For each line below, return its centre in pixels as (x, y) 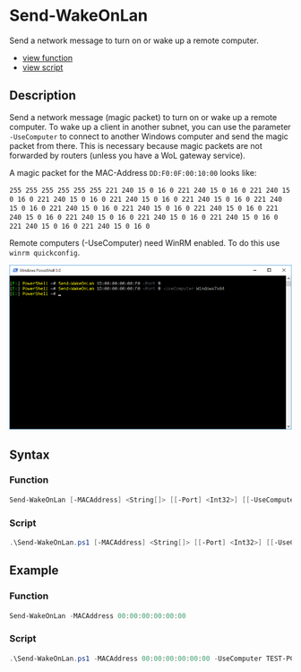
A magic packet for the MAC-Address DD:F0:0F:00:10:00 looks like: (133, 172)
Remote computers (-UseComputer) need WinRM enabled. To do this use (145, 242)
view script (43, 67)
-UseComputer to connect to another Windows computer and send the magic (149, 136)
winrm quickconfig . (45, 252)
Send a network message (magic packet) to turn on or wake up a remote (143, 117)
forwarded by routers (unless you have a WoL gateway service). (128, 155)
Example (34, 571)
